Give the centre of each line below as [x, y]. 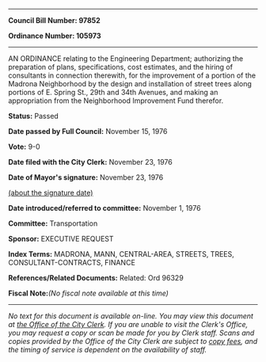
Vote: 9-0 [25, 147]
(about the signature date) [51, 192]
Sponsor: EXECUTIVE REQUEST [61, 239]
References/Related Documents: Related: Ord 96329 [96, 278]
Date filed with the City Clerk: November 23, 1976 [90, 162]
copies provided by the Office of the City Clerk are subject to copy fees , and [133, 341]
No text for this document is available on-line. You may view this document [131, 316]
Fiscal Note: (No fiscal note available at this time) [88, 293]
